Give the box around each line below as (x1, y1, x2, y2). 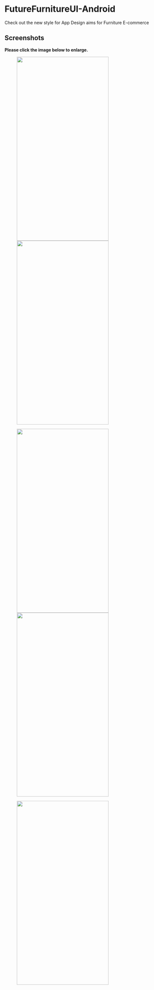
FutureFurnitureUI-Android (4, 3, 116, 15)
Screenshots (4, 34, 44, 42)
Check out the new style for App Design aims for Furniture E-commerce (4, 20, 150, 25)
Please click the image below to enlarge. (4, 47, 88, 52)
